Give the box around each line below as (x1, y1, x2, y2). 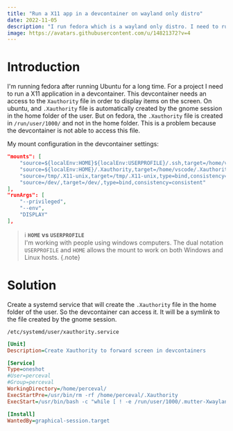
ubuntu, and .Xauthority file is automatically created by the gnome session (7, 105, 223, 113)
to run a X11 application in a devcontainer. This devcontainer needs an (7, 89, 207, 98)
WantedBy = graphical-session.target (7, 417, 110, 424)
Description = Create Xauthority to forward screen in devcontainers (7, 347, 207, 354)
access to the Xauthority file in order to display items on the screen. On (7, 97, 212, 105)
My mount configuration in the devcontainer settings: (7, 140, 159, 148)
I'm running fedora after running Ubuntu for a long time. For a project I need (7, 82, 223, 91)
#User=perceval (7, 372, 51, 380)
